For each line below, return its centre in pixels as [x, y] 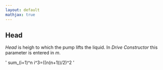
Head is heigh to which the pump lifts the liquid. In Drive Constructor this [81, 47]
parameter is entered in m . [33, 53]
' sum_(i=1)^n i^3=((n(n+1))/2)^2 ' [40, 63]
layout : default [22, 10]
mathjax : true [20, 15]
